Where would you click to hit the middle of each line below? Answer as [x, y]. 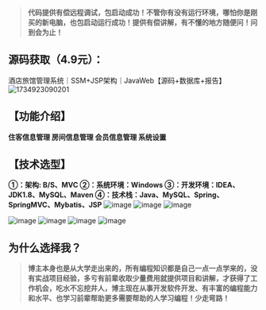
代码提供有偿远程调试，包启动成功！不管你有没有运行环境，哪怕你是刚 [143, 12]
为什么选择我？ [45, 248]
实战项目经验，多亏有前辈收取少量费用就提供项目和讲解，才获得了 [143, 278]
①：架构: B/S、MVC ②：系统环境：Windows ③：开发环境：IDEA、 [124, 185]
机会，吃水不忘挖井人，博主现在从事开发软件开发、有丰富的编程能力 [146, 289]
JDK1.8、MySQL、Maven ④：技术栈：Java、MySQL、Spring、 [116, 195]
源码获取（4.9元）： [56, 60]
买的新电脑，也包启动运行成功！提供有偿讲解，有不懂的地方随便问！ [139, 22]
